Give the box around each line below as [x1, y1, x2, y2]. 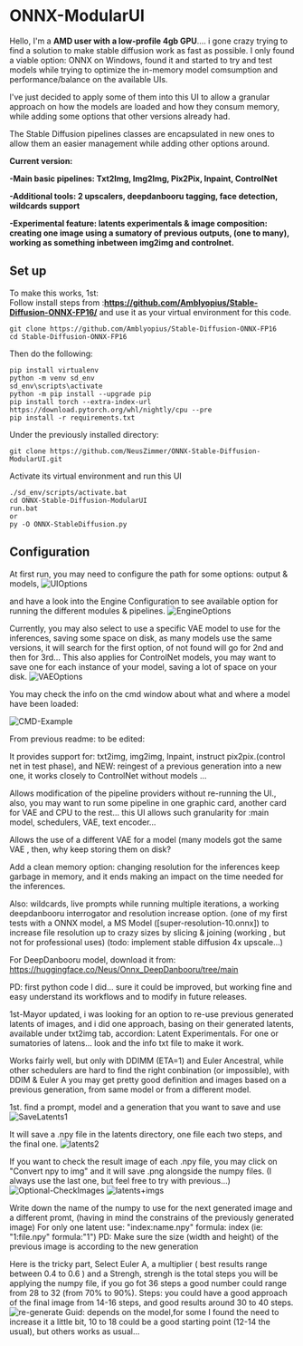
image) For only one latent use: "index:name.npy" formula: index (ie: [9, 1221, 264, 1233]
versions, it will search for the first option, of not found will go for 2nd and [9, 642, 284, 653]
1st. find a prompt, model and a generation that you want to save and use [9, 1101, 281, 1112]
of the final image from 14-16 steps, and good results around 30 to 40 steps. [9, 1297, 294, 1308]
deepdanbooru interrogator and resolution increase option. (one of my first [9, 907, 288, 918]
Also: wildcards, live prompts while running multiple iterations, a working [9, 898, 279, 909]
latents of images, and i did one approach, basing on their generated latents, [9, 1018, 294, 1029]
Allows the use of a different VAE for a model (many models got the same [9, 834, 282, 845]
